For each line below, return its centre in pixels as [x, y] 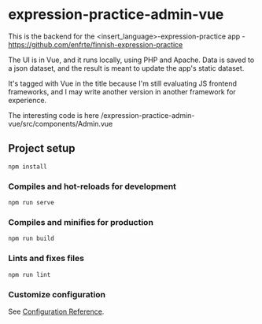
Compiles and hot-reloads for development [92, 186]
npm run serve [31, 203]
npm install [28, 167]
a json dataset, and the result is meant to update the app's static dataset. [126, 68]
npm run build [31, 239]
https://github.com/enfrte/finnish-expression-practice [96, 44]
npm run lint [30, 274]
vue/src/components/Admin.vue [61, 123]
